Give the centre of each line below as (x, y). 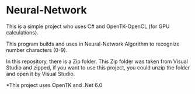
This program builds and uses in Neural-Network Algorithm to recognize (93, 44)
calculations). (22, 32)
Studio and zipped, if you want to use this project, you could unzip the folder (98, 67)
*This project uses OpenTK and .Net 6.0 (54, 85)
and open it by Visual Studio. (41, 74)
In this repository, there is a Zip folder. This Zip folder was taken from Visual (97, 61)
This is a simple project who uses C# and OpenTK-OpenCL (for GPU (88, 26)
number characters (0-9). (37, 50)
